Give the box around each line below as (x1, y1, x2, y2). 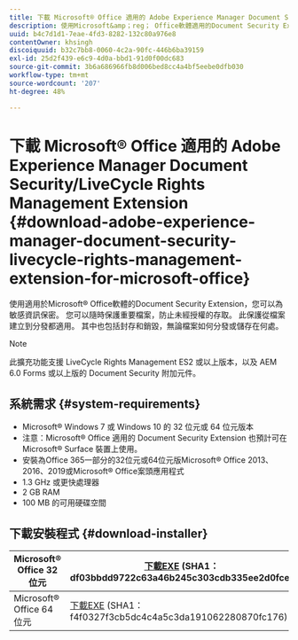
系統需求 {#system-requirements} (9, 396, 201, 411)
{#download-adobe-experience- (9, 212, 255, 231)
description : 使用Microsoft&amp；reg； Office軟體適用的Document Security (9, 21, 279, 30)
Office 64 (13, 604, 53, 616)
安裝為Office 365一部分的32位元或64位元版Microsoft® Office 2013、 (21, 455, 273, 465)
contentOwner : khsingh (9, 37, 93, 47)
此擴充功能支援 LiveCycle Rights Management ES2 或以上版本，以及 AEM (9, 356, 278, 368)
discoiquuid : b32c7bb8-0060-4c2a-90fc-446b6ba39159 (9, 46, 204, 55)
